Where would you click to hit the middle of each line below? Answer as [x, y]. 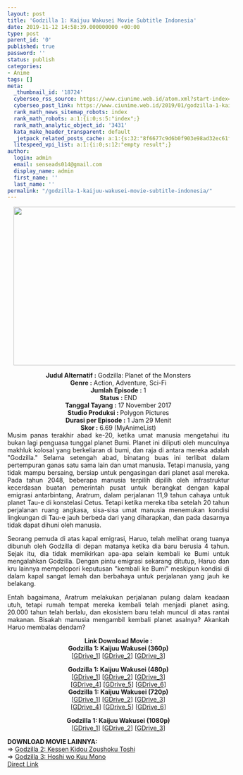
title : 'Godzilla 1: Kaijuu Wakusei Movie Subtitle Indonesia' [102, 20]
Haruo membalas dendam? [46, 627]
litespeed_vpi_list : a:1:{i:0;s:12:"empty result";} [93, 145]
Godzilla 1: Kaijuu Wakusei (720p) [118, 692]
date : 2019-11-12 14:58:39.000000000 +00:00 [74, 27]
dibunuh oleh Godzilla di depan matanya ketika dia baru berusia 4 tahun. [118, 546]
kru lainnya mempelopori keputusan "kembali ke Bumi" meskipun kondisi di [118, 569]
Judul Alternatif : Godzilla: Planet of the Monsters [118, 376]
